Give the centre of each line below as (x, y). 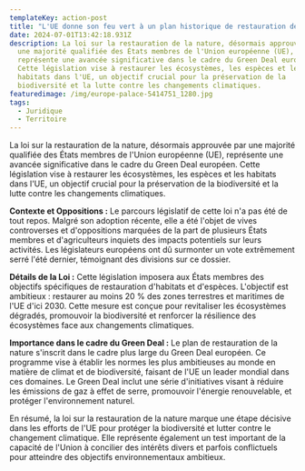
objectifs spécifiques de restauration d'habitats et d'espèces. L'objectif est (149, 286)
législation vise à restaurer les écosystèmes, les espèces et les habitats (143, 175)
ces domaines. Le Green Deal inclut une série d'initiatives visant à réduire (147, 382)
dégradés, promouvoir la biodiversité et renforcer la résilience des (133, 316)
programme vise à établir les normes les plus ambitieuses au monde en (143, 362)
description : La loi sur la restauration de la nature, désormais (138, 43)
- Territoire (42, 119)
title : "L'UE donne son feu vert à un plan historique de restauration (148, 26)
